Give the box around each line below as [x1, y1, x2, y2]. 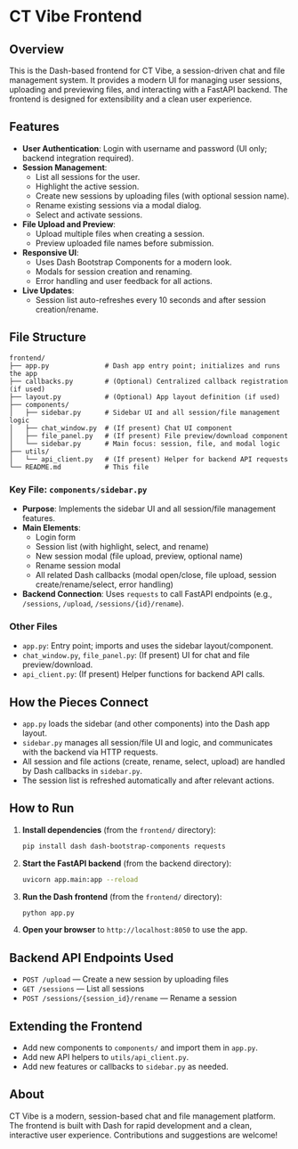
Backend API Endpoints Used [9, 950, 174, 966]
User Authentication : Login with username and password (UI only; [21, 143, 268, 153]
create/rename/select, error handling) [35, 579, 173, 590]
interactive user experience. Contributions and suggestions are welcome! [9, 1129, 278, 1140]
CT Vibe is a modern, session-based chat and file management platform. [9, 1111, 276, 1121]
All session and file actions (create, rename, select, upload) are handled [21, 756, 286, 767]
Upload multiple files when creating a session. [35, 228, 205, 239]
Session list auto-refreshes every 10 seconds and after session [35, 294, 267, 305]
